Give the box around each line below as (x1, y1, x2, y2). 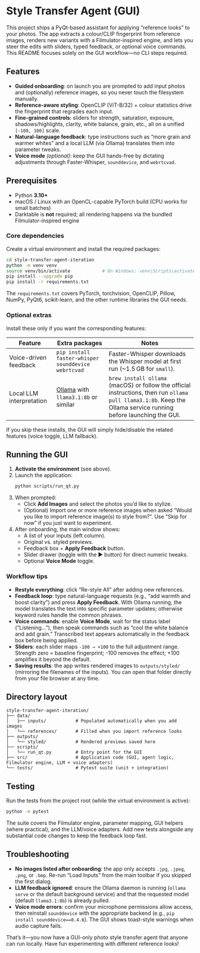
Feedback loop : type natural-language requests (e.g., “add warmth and (14, 592, 190, 599)
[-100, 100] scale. (14, 126, 61, 134)
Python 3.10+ (14, 191, 48, 199)
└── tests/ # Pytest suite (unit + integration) (6, 765, 169, 771)
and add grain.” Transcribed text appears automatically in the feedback (14, 630, 189, 638)
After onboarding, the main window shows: (14, 526, 121, 533)
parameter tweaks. (14, 146, 61, 153)
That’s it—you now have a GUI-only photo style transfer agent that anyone (6, 933, 189, 940)
